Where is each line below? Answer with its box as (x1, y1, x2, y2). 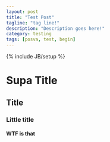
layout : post (6, 8, 39, 15)
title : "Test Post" (6, 14, 55, 20)
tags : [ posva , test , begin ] (6, 36, 76, 42)
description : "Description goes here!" (6, 25, 105, 32)
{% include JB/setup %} (6, 53, 65, 60)
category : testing (6, 31, 52, 37)
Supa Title (6, 74, 58, 87)
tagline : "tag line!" (6, 20, 60, 26)
